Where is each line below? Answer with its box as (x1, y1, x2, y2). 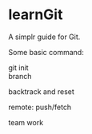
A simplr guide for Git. (8, 32, 81, 41)
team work (8, 117, 44, 127)
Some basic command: (8, 47, 84, 57)
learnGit (8, 6, 63, 24)
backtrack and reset (8, 86, 74, 97)
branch (8, 71, 32, 81)
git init (8, 62, 30, 73)
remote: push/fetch (8, 102, 72, 112)
